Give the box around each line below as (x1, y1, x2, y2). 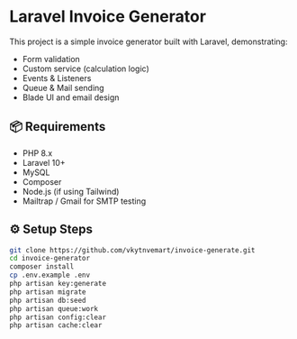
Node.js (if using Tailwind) (22, 186, 120, 197)
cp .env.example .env (9, 270, 91, 280)
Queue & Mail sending (22, 82, 105, 93)
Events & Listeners (22, 72, 92, 83)
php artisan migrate (9, 287, 87, 297)
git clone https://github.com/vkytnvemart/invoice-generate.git (9, 245, 256, 254)
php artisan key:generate (9, 279, 106, 289)
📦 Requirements (9, 119, 106, 134)
